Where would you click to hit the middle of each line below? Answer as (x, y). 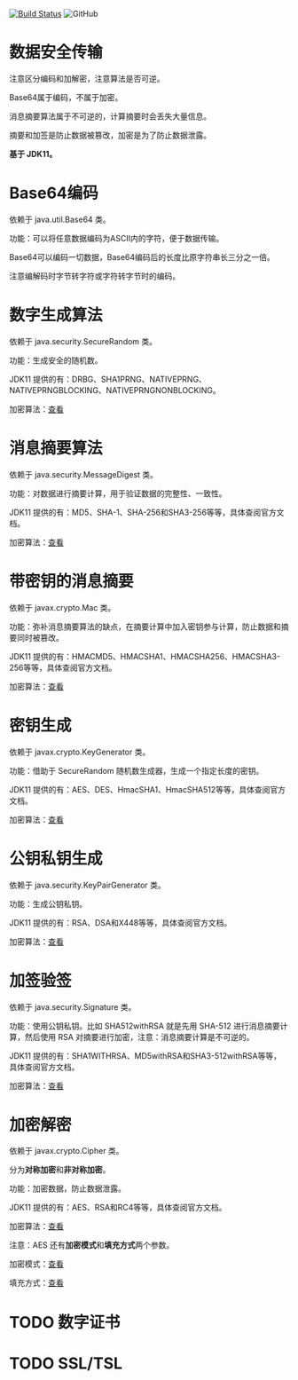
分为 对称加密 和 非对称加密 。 (60, 1170)
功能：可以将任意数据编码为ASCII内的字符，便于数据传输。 (117, 238)
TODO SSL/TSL (66, 1363)
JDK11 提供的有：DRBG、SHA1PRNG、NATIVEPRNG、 (108, 379)
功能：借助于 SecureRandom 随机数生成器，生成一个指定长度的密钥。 (137, 770)
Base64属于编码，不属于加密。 (66, 97)
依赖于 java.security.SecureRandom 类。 (83, 341)
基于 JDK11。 (33, 154)
